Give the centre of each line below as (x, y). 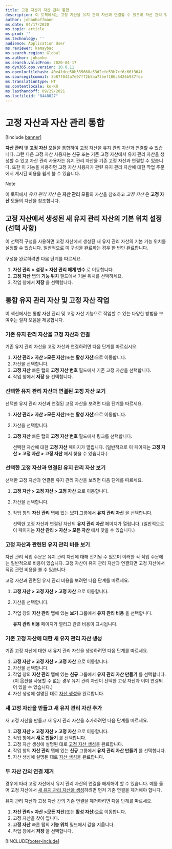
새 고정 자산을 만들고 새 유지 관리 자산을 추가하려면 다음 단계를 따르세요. (77, 720)
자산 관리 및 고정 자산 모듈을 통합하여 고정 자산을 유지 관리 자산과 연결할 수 (79, 148)
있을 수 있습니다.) (35, 687)
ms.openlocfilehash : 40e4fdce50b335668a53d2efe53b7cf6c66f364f (74, 72)
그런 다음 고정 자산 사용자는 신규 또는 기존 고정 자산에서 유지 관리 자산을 (88, 154)
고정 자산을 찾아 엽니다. (36, 818)
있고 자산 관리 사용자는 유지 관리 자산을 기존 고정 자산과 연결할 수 (85, 161)
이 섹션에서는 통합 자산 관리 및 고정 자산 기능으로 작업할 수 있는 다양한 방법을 (82, 313)
